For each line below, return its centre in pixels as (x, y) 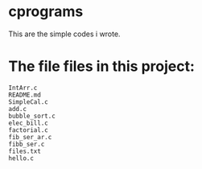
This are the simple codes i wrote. (64, 34)
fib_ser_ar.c (30, 137)
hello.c (21, 158)
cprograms (46, 12)
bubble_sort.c (32, 116)
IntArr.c (23, 88)
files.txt (25, 151)
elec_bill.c (28, 123)
